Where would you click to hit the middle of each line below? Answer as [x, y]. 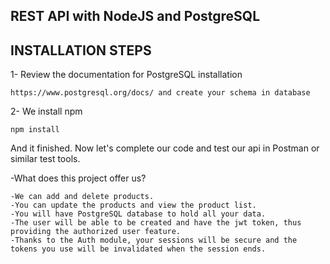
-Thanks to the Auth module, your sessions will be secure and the [154, 240]
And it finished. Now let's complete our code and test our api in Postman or [165, 148]
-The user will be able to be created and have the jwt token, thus [156, 223]
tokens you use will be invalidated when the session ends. [138, 249]
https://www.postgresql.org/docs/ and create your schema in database [160, 93]
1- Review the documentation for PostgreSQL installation [126, 75]
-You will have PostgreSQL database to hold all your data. [138, 214]
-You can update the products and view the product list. [133, 205]
